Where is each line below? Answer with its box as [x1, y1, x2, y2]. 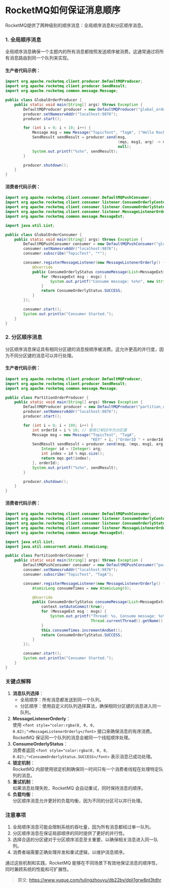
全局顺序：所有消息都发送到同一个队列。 [20, 697, 104, 703]
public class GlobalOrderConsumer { [5, 232, 82, 237]
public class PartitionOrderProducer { [5, 395, 89, 400]
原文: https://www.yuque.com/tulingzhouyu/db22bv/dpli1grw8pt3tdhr [17, 877, 162, 883]
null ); [117, 144, 132, 149]
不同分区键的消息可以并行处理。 [9, 352, 76, 359]
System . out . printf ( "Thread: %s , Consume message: [50, 614, 156, 619]
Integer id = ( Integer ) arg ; [41, 447, 102, 452]
